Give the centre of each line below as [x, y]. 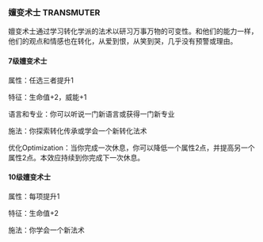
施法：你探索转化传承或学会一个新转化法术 [78, 131]
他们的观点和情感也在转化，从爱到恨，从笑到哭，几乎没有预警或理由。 [123, 41]
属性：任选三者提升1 [41, 80]
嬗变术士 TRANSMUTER [54, 12]
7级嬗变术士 [28, 60]
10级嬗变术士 [30, 177]
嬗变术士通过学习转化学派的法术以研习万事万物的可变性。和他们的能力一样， [133, 31]
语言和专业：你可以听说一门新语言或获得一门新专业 [91, 113]
